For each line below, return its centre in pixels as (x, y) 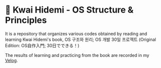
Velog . (11, 60)
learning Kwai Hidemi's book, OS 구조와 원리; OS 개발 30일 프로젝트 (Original (80, 39)
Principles (26, 20)
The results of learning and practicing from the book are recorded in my (77, 55)
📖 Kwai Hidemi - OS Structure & (69, 10)
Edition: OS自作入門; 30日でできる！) (42, 45)
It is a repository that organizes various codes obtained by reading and (76, 34)
